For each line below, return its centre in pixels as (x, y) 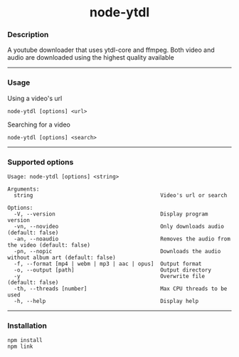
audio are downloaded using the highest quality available (91, 58)
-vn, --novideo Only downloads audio (119, 227)
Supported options (41, 162)
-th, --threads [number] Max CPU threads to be (121, 289)
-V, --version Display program (111, 214)
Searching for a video (39, 124)
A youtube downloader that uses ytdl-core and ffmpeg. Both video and (111, 50)
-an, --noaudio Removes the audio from (122, 239)
